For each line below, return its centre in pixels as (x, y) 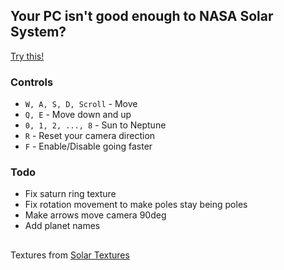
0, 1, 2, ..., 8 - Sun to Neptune (95, 125)
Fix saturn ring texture (70, 194)
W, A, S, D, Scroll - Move (81, 104)
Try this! (27, 56)
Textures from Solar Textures (70, 255)
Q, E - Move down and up (78, 115)
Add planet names (62, 226)
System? (38, 32)
